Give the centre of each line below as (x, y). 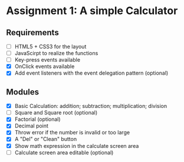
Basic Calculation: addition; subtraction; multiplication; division (91, 106)
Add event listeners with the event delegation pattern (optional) (91, 73)
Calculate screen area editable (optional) (64, 152)
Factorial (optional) (37, 119)
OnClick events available (45, 66)
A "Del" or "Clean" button (46, 139)
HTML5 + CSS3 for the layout (50, 46)
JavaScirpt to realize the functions (56, 53)
